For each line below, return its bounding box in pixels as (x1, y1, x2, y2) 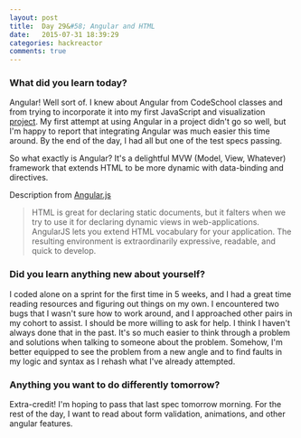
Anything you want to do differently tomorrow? (9, 378, 221, 391)
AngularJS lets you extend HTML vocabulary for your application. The (31, 227, 292, 238)
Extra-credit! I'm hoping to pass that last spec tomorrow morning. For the (9, 399, 282, 410)
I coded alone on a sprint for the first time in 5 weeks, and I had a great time (9, 288, 292, 299)
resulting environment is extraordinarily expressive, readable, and (31, 236, 276, 247)
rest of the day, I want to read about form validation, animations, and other (9, 408, 287, 420)
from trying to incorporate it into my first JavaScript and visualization (9, 107, 266, 117)
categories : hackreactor (9, 38, 103, 48)
